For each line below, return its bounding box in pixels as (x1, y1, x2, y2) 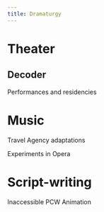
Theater (7, 40, 55, 57)
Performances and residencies (7, 88, 97, 96)
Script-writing (7, 174, 92, 190)
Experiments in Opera (7, 149, 71, 158)
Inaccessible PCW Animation (7, 197, 92, 206)
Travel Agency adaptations (7, 136, 86, 144)
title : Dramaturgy (7, 10, 62, 18)
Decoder (7, 69, 47, 81)
